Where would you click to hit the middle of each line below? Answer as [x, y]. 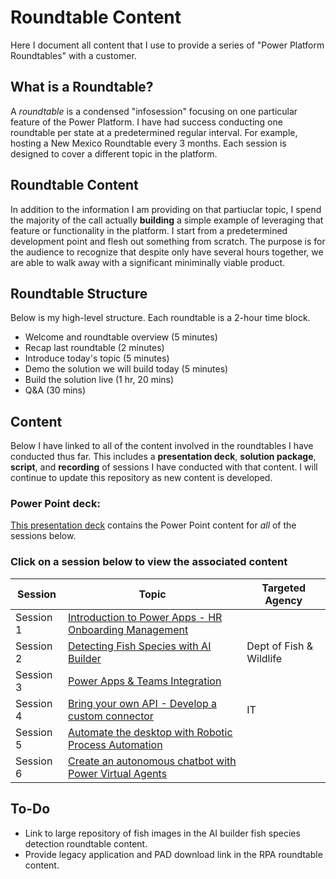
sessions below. [43, 536]
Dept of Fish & [280, 646]
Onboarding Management [128, 629]
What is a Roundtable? [82, 87]
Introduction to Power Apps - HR [145, 617]
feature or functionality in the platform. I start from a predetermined [149, 230]
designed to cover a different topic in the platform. [114, 153]
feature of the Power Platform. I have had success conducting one [146, 122]
